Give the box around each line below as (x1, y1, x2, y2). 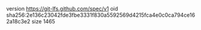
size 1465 (31, 18, 55, 25)
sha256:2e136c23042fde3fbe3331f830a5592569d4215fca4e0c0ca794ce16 (6, 11, 196, 19)
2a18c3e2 (6, 18, 31, 25)
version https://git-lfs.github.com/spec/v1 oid (6, 5, 119, 12)
